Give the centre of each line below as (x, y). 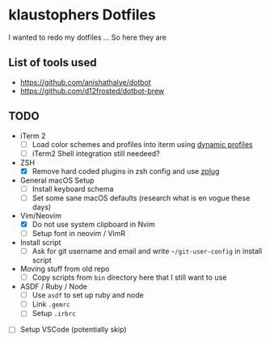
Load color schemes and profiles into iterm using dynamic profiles (142, 144)
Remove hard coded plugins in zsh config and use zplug (126, 171)
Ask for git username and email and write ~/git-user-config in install (147, 251)
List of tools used (53, 63)
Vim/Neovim (41, 215)
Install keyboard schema (73, 188)
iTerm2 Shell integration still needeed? (96, 153)
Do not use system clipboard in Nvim (94, 224)
